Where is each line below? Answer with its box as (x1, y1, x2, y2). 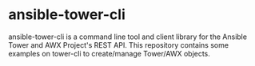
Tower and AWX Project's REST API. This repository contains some (8, 40, 229, 49)
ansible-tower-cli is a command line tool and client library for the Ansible (8, 32, 248, 41)
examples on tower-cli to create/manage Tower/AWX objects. (8, 49, 210, 58)
